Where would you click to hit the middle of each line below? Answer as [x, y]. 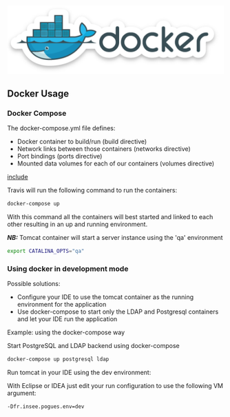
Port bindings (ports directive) [60, 156]
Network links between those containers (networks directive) [104, 149]
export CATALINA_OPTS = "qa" [46, 251]
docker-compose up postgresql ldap [58, 359]
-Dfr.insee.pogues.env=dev [46, 406]
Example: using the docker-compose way [66, 332]
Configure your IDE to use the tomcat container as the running [105, 297]
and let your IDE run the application [67, 319]
